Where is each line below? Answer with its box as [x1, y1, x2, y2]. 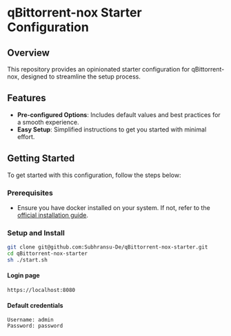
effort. [17, 132, 35, 140]
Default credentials [7, 301, 63, 309]
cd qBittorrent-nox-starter [7, 250, 88, 258]
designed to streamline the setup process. [20, 72, 141, 81]
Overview [7, 47, 50, 59]
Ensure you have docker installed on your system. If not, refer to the [17, 203, 210, 211]
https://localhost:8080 [7, 287, 76, 294]
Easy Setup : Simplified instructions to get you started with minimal [17, 125, 207, 134]
